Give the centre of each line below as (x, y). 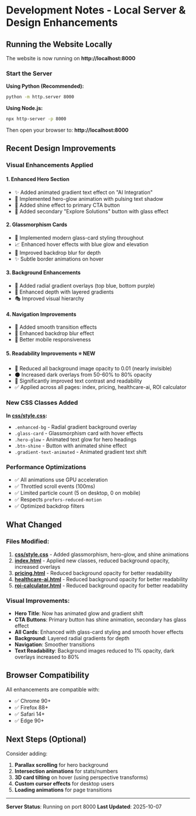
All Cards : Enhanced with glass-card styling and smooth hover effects (99, 632)
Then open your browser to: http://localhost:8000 (67, 130)
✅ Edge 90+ (29, 721)
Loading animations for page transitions (63, 790)
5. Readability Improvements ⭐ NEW (51, 353)
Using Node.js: (24, 108)
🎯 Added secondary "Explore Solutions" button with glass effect (91, 211)
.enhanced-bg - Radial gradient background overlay (76, 427)
